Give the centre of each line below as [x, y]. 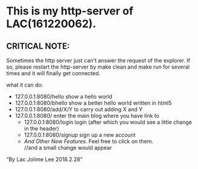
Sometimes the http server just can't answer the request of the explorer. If [98, 60]
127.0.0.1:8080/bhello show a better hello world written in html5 [93, 103]
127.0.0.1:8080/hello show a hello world [64, 97]
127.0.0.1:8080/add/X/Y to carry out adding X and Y [79, 109]
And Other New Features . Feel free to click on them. [89, 141]
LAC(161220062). [51, 24]
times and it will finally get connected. [53, 73]
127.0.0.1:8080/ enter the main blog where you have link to [87, 116]
